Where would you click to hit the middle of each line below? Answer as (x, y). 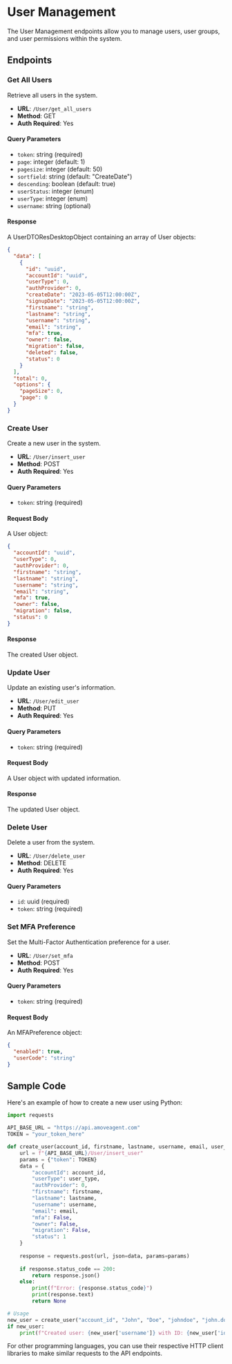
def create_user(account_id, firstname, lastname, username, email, (108, 1147)
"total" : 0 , (31, 378)
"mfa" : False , (52, 1217)
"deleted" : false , (52, 353)
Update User (29, 672)
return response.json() (66, 1275)
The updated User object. (44, 809)
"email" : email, (55, 1211)
